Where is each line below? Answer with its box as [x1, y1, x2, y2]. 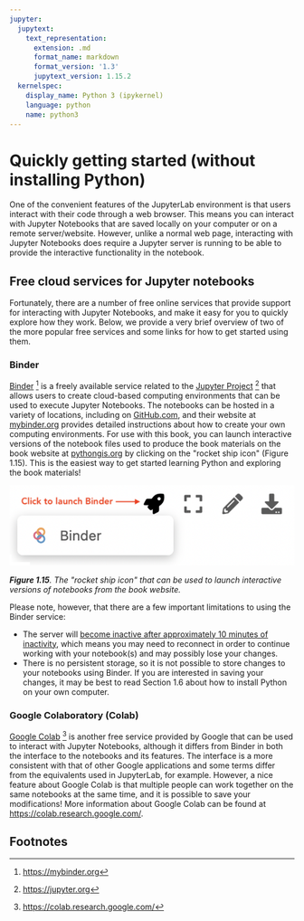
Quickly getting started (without [9, 150, 256, 171]
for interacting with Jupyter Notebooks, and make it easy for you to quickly [9, 308, 289, 318]
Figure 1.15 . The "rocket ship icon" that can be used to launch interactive [9, 574, 282, 585]
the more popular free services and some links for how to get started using [9, 327, 289, 337]
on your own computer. [22, 686, 110, 697]
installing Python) [9, 169, 147, 190]
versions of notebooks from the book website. [9, 584, 181, 594]
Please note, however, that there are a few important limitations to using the [9, 602, 291, 612]
